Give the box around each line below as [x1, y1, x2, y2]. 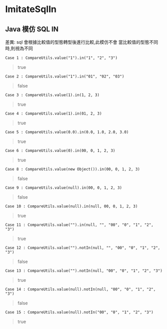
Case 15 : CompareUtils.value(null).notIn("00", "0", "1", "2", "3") [5, 310, 154, 315]
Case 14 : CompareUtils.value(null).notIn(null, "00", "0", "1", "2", [5, 287, 156, 292]
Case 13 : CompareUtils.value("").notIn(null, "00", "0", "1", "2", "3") [5, 268, 163, 273]
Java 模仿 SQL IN [5, 25, 59, 33]
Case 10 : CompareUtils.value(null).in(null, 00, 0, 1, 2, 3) [5, 204, 138, 209]
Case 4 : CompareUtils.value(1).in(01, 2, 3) [5, 111, 102, 116]
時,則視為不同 [5, 45, 34, 51]
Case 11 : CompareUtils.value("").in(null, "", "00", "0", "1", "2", [5, 222, 154, 227]
